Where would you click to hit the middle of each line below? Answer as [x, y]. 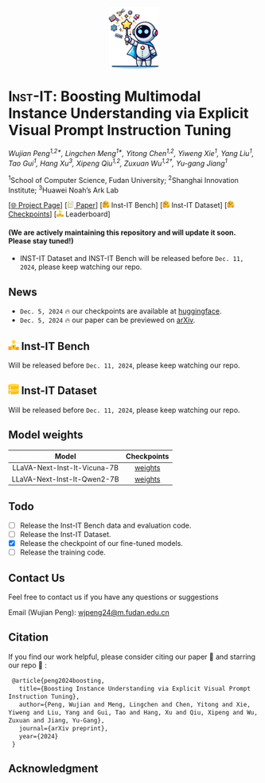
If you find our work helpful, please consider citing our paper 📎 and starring [132, 656]
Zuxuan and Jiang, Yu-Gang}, [57, 720]
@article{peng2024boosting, [58, 680]
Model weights [46, 435]
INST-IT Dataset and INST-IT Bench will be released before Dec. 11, [132, 259]
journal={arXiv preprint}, [64, 728]
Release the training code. [62, 552]
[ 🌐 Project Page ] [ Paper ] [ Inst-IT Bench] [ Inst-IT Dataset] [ [118, 205]
